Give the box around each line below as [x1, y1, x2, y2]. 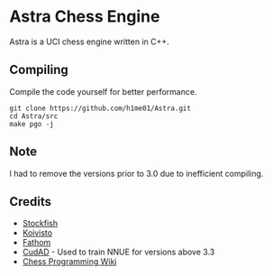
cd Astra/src [9, 111, 59, 121]
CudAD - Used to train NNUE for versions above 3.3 [22, 246, 215, 258]
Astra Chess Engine [9, 6, 160, 27]
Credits [9, 194, 52, 209]
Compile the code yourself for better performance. [9, 86, 197, 97]
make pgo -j [9, 119, 54, 128]
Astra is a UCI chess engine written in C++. [9, 36, 169, 47]
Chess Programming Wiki [22, 256, 117, 267]
